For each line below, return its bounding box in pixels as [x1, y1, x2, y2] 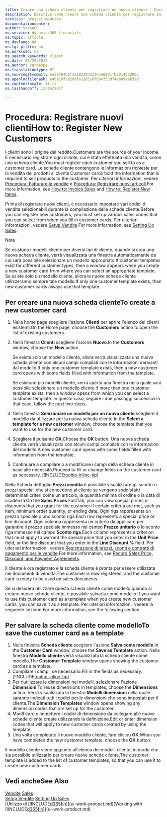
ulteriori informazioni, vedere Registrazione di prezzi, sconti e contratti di [5, 545, 154, 551]
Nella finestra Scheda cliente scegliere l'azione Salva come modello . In [12, 642, 159, 648]
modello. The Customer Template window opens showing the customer [12, 658, 159, 664]
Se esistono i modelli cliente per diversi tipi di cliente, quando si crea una [5, 247, 154, 253]
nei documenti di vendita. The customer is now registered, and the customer [5, 570, 161, 577]
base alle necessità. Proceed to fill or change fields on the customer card [12, 467, 162, 473]
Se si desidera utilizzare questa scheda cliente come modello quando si [5, 585, 152, 592]
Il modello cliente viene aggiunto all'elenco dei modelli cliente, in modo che [5, 747, 159, 753]
